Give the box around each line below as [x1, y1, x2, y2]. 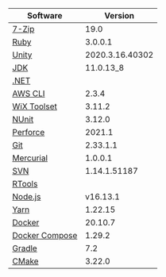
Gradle [12, 243, 37, 253]
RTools [12, 179, 38, 189]
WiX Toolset [12, 101, 57, 112]
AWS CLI [12, 88, 45, 98]
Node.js [12, 191, 41, 202]
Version [104, 10, 135, 21]
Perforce [12, 127, 45, 137]
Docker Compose [12, 230, 78, 240]
